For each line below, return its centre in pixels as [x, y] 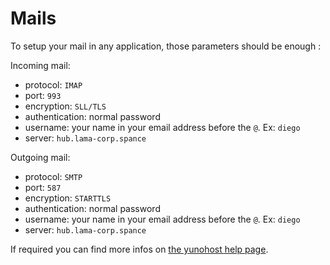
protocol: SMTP [53, 176]
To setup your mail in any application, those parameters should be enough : [166, 46]
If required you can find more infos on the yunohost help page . [139, 249]
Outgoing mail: [40, 157]
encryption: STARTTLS [68, 198]
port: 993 [43, 95]
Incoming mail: [40, 65]
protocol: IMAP [53, 84]
